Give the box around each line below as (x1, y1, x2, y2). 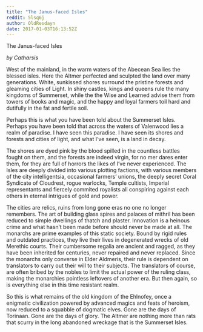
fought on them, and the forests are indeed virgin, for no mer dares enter (6, 154, 188, 161)
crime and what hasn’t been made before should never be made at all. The (6, 224, 193, 231)
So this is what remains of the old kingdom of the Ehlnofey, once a (6, 293, 171, 300)
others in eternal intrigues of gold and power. (6, 192, 119, 200)
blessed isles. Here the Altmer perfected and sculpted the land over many (6, 72, 191, 79)
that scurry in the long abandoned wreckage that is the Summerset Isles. (6, 319, 188, 326)
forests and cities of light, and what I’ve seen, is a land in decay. (6, 136, 166, 143)
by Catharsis (6, 54, 38, 61)
